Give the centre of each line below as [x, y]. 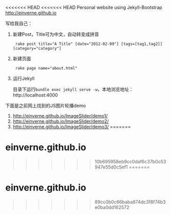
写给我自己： [19, 23]
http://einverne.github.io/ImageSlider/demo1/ [60, 116]
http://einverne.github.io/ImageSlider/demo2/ [61, 121]
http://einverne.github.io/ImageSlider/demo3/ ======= [72, 127]
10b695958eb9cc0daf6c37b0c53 [130, 161]
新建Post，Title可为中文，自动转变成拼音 [56, 34]
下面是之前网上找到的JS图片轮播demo [46, 105]
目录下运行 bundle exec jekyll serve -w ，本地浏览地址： [73, 89]
